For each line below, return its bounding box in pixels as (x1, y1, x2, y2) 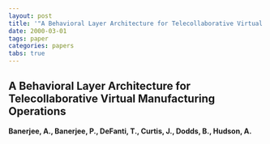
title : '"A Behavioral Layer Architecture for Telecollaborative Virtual (8, 19, 264, 28)
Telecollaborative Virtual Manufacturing (8, 92, 216, 106)
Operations (8, 104, 66, 118)
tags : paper (8, 34, 49, 43)
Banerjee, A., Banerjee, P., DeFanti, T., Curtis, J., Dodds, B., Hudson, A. (8, 126, 252, 136)
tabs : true (8, 49, 45, 57)
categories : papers (8, 42, 75, 50)
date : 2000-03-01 (8, 27, 67, 35)
